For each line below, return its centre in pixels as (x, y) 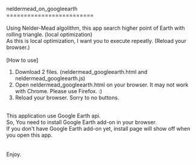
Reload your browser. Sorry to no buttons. (67, 97)
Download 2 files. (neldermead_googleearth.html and (81, 72)
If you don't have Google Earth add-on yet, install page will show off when (98, 129)
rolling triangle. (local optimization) (49, 34)
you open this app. (30, 135)
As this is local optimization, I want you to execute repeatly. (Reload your (96, 41)
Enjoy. (14, 154)
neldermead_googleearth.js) (50, 78)
